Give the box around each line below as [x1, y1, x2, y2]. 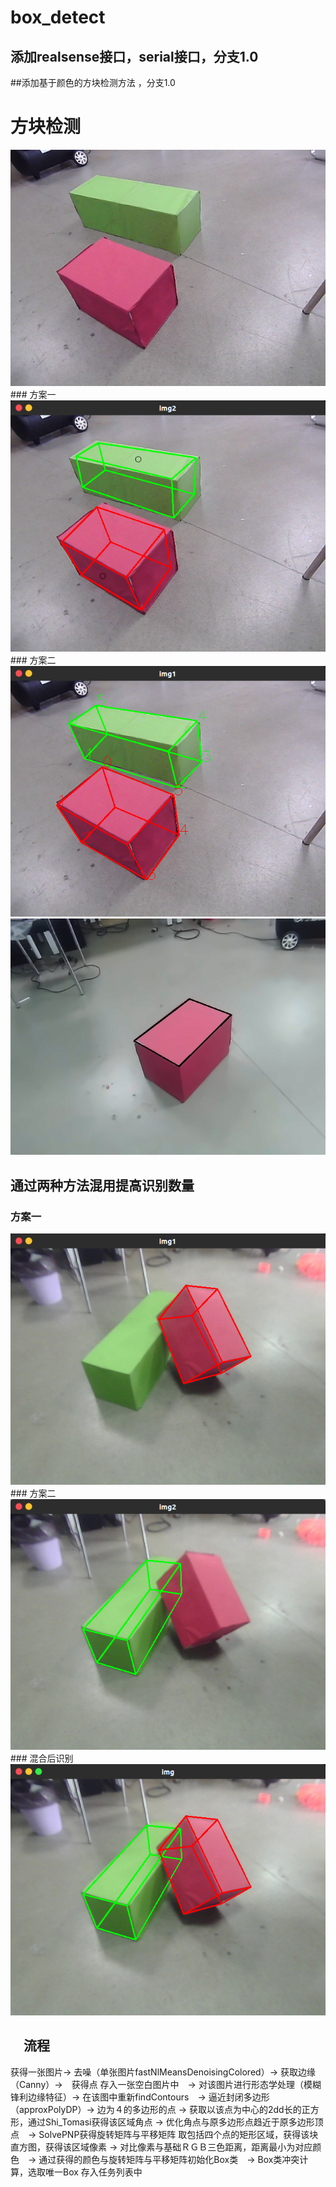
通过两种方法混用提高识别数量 [10, 1177, 195, 1194]
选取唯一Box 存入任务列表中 [27, 2166, 143, 2178]
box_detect [10, 6, 106, 29]
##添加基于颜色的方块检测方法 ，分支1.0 [10, 77, 176, 88]
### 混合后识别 [10, 1752, 74, 1765]
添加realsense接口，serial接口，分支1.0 [10, 48, 259, 65]
